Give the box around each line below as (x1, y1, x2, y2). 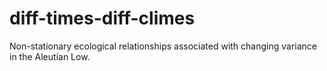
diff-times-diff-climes (9, 7, 196, 30)
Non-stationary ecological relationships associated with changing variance (9, 40, 318, 52)
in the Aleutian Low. (9, 50, 91, 62)
